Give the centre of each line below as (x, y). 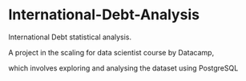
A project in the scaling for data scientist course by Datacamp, (111, 52)
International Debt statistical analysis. (70, 37)
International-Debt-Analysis (104, 15)
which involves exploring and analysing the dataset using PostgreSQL (123, 68)
